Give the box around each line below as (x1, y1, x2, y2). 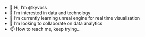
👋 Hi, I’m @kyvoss (9, 5, 47, 10)
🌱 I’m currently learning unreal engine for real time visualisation (9, 15, 140, 21)
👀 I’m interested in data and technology (9, 10, 91, 16)
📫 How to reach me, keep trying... (9, 26, 81, 32)
